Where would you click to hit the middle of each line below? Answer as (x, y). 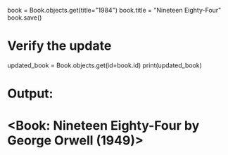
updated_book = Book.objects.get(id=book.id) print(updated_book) (105, 65)
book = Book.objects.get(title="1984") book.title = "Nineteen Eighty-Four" (114, 10)
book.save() (25, 18)
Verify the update (59, 46)
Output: (30, 94)
